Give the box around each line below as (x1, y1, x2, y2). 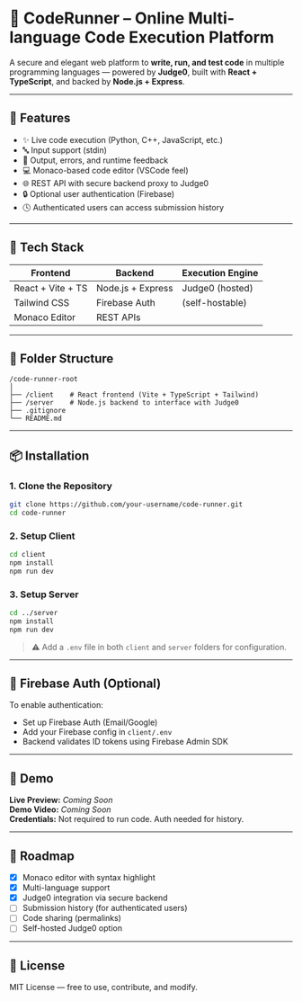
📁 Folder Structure (9, 351, 114, 366)
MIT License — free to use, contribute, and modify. (9, 982, 198, 993)
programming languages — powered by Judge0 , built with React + (9, 67, 258, 77)
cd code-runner (9, 508, 67, 517)
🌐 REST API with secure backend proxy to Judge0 (22, 177, 209, 188)
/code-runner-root (9, 375, 78, 384)
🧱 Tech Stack (9, 240, 84, 255)
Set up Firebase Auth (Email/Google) (22, 717, 158, 728)
